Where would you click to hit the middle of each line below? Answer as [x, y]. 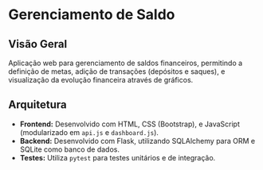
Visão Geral [38, 44]
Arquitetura [37, 105]
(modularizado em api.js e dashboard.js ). [89, 132]
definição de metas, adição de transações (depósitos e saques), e [117, 71]
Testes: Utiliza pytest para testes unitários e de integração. [118, 157]
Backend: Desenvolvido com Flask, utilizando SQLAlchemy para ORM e [137, 141]
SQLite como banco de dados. [69, 149]
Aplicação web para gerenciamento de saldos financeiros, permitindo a [126, 63]
